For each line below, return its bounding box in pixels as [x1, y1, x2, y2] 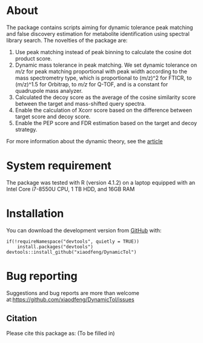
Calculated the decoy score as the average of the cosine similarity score [15, 93, 196, 101]
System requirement [6, 159, 112, 173]
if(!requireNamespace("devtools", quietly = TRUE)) [6, 238, 139, 245]
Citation [6, 313, 38, 324]
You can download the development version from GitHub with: [6, 226, 162, 234]
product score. [15, 55, 53, 62]
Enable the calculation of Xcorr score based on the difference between [15, 106, 193, 114]
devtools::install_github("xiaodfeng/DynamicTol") [6, 249, 137, 255]
